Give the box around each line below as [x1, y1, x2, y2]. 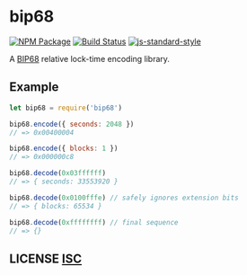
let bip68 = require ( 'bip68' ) [9, 103, 123, 112]
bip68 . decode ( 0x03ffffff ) [9, 169, 106, 178]
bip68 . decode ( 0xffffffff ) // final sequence [9, 217, 179, 226]
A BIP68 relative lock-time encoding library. [9, 53, 171, 64]
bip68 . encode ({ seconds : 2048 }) [9, 120, 135, 129]
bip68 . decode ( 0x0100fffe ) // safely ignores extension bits [9, 193, 240, 202]
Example [9, 79, 59, 95]
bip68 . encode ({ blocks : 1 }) [9, 144, 119, 154]
